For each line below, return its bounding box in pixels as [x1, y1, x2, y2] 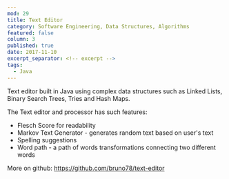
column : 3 [7, 36, 36, 43]
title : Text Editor [7, 17, 63, 23]
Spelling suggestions [17, 135, 77, 144]
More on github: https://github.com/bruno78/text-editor [7, 164, 165, 172]
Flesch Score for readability [17, 121, 97, 129]
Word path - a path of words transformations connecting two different [17, 143, 216, 151]
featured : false [7, 29, 54, 37]
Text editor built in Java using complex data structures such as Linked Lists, [7, 87, 223, 95]
